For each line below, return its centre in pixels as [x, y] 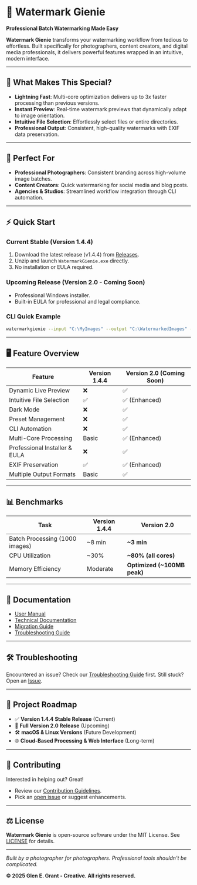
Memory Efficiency [35, 569]
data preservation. [37, 134]
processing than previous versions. [57, 103]
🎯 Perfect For [30, 158]
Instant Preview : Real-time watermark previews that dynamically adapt [101, 109]
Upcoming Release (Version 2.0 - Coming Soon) [76, 282]
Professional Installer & [40, 448]
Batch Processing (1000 [43, 539]
